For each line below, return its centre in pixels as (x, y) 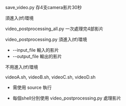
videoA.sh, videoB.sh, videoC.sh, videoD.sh (50, 77)
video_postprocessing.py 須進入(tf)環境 (46, 39)
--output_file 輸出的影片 (37, 56)
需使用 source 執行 (32, 87)
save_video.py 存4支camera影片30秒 (44, 7)
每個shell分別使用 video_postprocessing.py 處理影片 (67, 98)
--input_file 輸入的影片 (36, 50)
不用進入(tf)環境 (22, 67)
